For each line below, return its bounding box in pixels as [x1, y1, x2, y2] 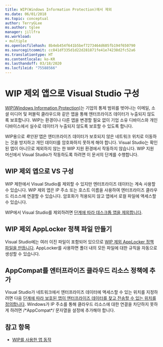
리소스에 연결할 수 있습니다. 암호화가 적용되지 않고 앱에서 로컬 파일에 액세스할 [10, 193, 157, 199]
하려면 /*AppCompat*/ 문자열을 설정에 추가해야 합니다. [10, 307, 115, 313]
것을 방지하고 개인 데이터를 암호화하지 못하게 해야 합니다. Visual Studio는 [10, 139, 149, 145]
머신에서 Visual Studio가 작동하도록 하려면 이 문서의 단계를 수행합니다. [5, 151, 139, 158]
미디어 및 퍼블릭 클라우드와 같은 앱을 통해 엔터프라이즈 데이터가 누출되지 [10, 111, 147, 117]
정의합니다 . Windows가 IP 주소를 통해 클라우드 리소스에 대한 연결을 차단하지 [5, 301, 149, 307]
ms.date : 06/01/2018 [5, 12, 47, 16]
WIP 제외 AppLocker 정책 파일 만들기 [5, 225, 113, 233]
